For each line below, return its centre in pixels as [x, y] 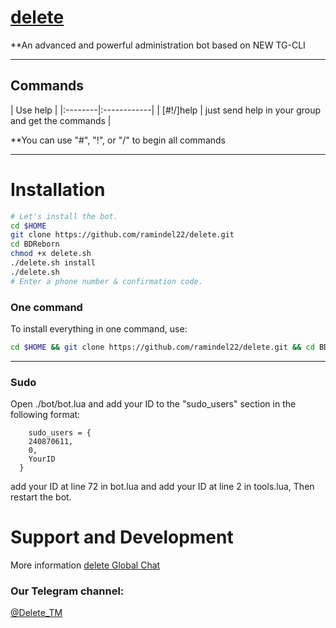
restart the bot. [41, 497]
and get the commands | [61, 120]
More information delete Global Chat [85, 565]
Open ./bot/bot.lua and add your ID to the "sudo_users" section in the [153, 404]
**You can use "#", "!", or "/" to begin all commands [118, 140]
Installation [58, 189]
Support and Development [122, 537]
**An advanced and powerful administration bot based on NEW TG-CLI [158, 45]
